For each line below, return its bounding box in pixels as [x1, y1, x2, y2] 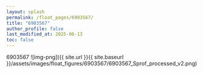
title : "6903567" [6, 20, 50, 26]
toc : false [6, 37, 34, 43]
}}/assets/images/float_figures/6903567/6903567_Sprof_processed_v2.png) [6, 60, 198, 67]
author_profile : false [6, 25, 64, 32]
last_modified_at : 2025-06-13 [6, 31, 83, 37]
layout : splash [6, 8, 45, 15]
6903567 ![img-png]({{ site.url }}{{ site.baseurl [6, 54, 124, 60]
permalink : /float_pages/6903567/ [6, 14, 94, 21]
